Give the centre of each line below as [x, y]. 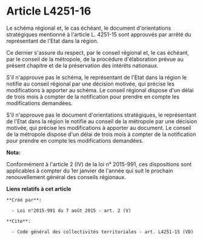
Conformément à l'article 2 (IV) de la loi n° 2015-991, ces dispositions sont [99, 164]
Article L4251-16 [49, 11]
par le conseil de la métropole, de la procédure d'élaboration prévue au [95, 59]
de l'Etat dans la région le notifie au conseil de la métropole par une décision [102, 121]
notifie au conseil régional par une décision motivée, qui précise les [90, 84]
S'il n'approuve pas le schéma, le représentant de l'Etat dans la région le [96, 77]
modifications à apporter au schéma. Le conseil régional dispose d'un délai [100, 90]
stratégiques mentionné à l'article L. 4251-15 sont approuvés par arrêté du [99, 34]
